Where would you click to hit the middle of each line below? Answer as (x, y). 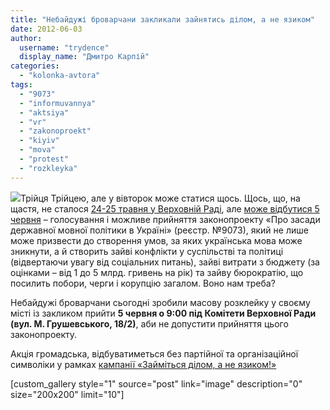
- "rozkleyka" (48, 168)
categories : (35, 66)
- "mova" (37, 150)
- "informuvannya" (58, 103)
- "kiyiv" (39, 141)
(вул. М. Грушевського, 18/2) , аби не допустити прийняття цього (149, 323)
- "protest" (44, 159)
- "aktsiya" (44, 112)
